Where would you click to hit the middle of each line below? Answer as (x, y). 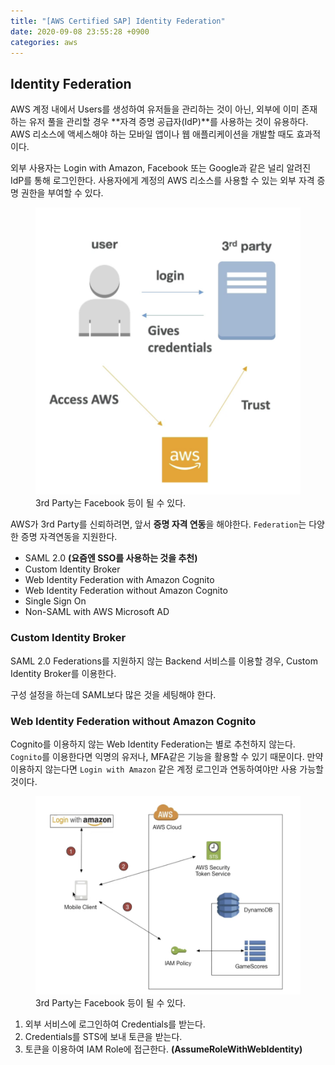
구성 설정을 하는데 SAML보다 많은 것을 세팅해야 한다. (113, 694)
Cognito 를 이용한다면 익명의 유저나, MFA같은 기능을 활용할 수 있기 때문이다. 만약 (167, 756)
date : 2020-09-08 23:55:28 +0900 (80, 31)
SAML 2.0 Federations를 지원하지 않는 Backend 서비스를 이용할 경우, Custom (164, 661)
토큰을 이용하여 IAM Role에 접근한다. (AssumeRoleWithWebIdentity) (163, 1049)
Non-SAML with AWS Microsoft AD (97, 612)
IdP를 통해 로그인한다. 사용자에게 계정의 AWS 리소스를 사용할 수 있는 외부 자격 (162, 181)
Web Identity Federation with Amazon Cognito (119, 580)
